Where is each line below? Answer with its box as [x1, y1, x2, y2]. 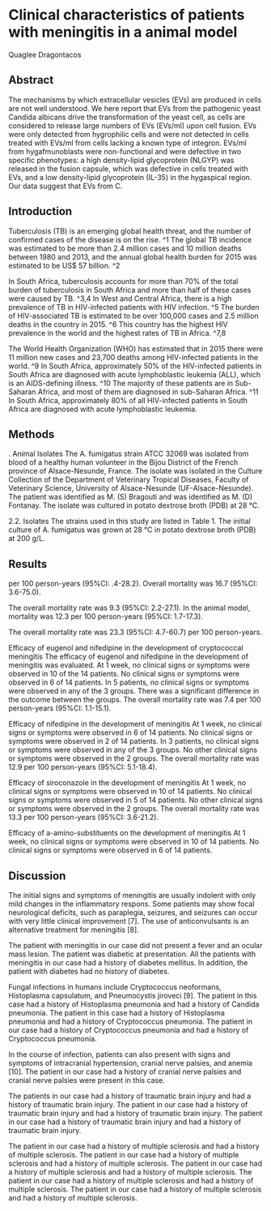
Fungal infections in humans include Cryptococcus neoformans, [8, 982, 222, 991]
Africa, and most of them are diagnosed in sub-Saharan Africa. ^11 [37, 387, 259, 397]
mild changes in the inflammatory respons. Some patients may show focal [8, 899, 255, 908]
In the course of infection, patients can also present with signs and [8, 1050, 231, 1059]
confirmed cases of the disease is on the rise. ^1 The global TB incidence [8, 234, 252, 244]
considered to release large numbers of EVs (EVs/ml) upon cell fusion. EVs [8, 120, 257, 131]
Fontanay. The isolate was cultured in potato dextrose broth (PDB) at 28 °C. [8, 500, 260, 510]
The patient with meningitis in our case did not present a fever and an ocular [8, 941, 263, 950]
